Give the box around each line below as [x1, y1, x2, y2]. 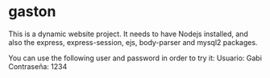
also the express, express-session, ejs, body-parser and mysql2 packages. [8, 37, 258, 47]
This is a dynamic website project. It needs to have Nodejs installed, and [8, 29, 248, 39]
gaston [8, 2, 56, 21]
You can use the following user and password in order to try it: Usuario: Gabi [8, 53, 262, 63]
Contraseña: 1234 [8, 61, 68, 71]
